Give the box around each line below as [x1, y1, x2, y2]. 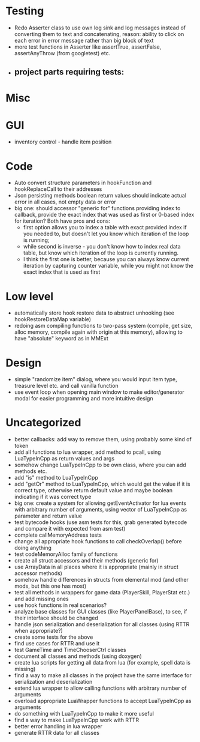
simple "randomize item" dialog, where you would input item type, [14, 376, 177, 383]
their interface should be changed [14, 614, 98, 622]
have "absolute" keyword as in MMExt [14, 335, 108, 342]
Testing [5, 4, 44, 18]
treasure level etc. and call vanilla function [14, 382, 119, 390]
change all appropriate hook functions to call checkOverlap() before [14, 538, 182, 545]
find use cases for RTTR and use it [14, 640, 100, 647]
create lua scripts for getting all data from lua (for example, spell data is [14, 659, 191, 666]
